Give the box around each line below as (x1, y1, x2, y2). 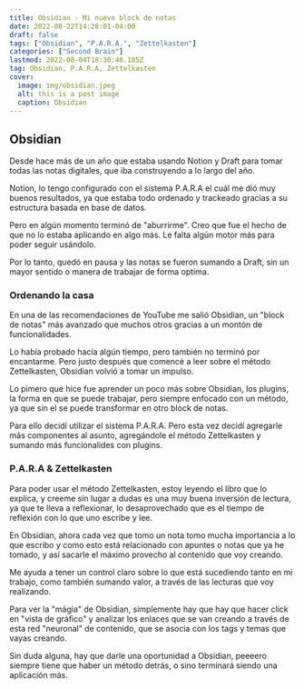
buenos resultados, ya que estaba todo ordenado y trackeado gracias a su (9, 193, 289, 204)
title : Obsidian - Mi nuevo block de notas (9, 13, 177, 23)
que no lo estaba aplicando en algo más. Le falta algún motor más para (9, 229, 275, 241)
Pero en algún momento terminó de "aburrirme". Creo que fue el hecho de (9, 220, 288, 231)
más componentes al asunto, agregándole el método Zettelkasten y (9, 430, 261, 441)
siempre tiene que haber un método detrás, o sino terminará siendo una (9, 660, 279, 671)
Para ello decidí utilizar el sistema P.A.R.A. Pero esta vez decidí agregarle (9, 420, 283, 432)
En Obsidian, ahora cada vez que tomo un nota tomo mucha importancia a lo (9, 529, 296, 541)
